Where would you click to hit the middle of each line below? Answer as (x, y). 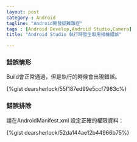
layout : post (23, 12)
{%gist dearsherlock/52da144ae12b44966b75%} (68, 132)
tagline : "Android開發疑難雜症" (45, 23)
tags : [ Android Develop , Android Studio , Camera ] (69, 29)
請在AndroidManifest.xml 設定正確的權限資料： (65, 120)
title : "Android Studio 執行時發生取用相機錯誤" (64, 35)
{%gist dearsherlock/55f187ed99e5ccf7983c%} (67, 89)
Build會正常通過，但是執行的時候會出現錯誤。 (63, 77)
